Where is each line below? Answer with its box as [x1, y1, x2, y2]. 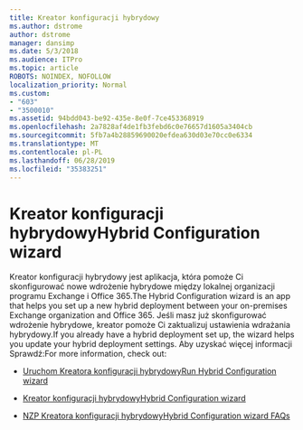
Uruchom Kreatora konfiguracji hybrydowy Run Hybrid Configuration [22, 366, 278, 377]
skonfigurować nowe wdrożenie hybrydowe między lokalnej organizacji [9, 281, 276, 292]
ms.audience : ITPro [9, 55, 83, 64]
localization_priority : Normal [9, 80, 128, 89]
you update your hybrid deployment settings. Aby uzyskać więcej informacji [9, 339, 292, 350]
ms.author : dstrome [9, 22, 83, 31]
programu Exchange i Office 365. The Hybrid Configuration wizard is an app [9, 291, 291, 302]
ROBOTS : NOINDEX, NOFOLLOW [9, 72, 111, 81]
